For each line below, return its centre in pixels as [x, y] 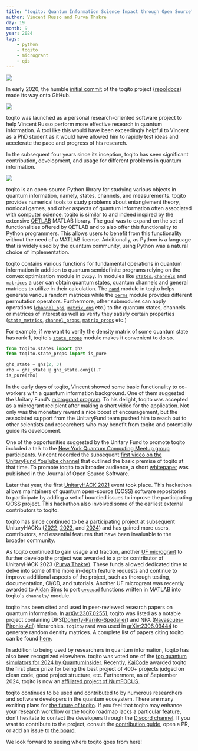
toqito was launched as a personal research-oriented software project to [94, 117]
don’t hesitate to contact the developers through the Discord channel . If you [98, 717]
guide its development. [34, 430]
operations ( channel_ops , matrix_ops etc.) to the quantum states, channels [96, 307]
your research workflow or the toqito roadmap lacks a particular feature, [94, 711]
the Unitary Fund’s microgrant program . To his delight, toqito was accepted [97, 399]
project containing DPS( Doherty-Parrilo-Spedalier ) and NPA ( [80, 619]
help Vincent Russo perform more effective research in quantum [84, 124]
